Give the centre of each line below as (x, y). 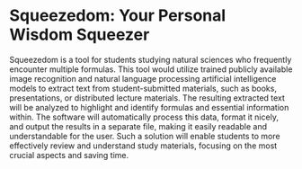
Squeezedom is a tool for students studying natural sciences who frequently (151, 59)
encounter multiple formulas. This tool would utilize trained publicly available (151, 69)
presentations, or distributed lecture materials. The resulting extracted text (147, 98)
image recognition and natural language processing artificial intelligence (143, 78)
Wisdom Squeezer (80, 35)
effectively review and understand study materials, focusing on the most (143, 146)
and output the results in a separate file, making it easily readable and (138, 126)
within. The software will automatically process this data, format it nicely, (144, 117)
